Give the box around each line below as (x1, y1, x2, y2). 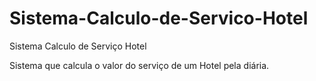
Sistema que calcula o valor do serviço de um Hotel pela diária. (9, 59, 270, 71)
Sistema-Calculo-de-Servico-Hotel (9, 7, 309, 30)
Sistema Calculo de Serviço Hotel (9, 40, 147, 52)
